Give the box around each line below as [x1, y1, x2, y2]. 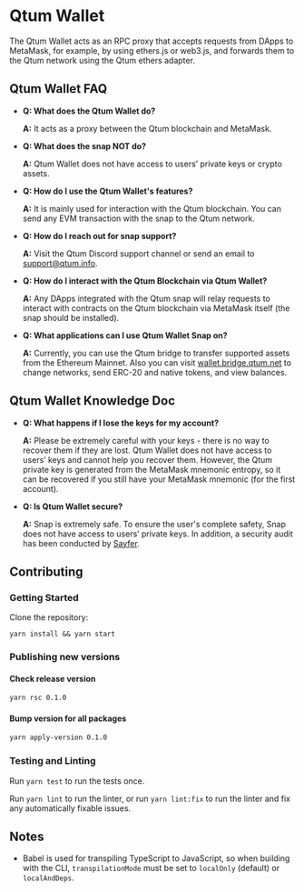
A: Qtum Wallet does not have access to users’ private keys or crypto [22, 158, 283, 169]
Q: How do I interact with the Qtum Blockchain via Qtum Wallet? [22, 275, 268, 286]
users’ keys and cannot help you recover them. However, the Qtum [22, 454, 273, 465]
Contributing [9, 564, 83, 579]
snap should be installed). [22, 312, 120, 323]
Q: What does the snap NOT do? [22, 140, 147, 151]
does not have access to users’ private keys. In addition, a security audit [22, 528, 293, 539]
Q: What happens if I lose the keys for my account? [22, 417, 220, 428]
